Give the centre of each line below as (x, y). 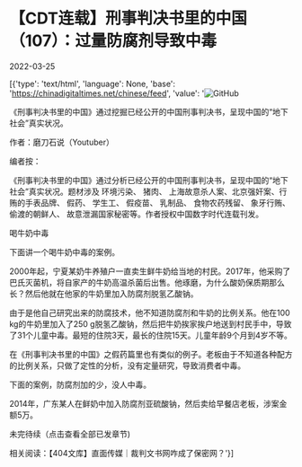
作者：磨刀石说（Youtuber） (62, 142)
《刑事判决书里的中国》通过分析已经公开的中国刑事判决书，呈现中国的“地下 (149, 180)
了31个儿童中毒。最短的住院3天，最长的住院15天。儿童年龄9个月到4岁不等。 (151, 335)
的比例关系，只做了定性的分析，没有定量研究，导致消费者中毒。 (127, 366)
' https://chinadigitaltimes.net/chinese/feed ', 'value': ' (107, 93)
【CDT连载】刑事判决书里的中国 (128, 18)
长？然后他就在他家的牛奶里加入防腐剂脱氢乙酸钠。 (104, 294)
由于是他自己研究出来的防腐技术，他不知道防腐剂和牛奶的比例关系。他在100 (150, 313)
